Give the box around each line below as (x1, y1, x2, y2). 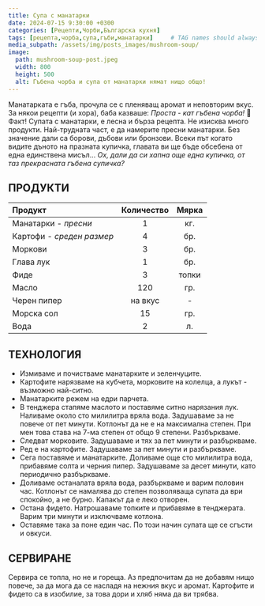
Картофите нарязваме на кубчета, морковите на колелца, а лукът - (19, 377, 247, 387)
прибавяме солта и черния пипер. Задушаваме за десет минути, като (19, 461, 256, 471)
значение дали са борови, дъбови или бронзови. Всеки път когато (8, 133, 233, 142)
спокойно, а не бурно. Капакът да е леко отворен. (19, 495, 190, 505)
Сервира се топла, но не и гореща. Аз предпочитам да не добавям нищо (8, 572, 255, 581)
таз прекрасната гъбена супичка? (8, 158, 125, 168)
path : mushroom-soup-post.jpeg (15, 56, 118, 64)
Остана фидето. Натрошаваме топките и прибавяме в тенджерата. (19, 503, 246, 513)
